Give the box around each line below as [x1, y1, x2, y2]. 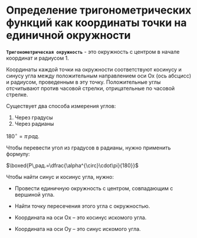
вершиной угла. [14, 191, 55, 198]
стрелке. [6, 91, 28, 98]
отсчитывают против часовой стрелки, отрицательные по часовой [6, 84, 175, 92]
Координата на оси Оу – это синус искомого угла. [14, 225, 141, 232]
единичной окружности [6, 29, 131, 42]
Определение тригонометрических [6, 4, 192, 17]
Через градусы [14, 113, 53, 121]
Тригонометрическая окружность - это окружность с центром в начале [6, 48, 180, 55]
